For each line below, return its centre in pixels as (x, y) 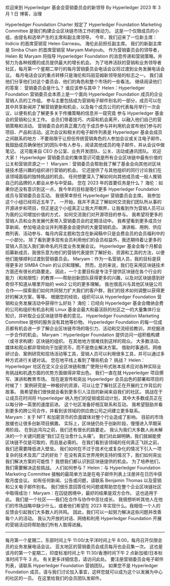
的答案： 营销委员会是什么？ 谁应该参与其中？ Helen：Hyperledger (75, 88)
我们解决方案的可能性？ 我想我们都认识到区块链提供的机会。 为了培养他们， (84, 461)
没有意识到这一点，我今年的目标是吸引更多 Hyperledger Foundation (89, 189)
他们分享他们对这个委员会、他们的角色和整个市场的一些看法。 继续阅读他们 (83, 82)
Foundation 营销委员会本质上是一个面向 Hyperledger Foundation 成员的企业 (84, 94)
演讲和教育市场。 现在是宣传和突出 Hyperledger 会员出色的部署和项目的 (89, 379)
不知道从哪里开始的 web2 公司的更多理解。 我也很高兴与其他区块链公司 (88, 284)
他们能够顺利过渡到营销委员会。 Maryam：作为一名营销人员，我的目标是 (81, 259)
